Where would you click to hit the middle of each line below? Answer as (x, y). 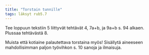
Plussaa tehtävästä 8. (27, 33)
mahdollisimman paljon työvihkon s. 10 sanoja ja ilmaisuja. (63, 47)
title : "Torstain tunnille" (34, 9)
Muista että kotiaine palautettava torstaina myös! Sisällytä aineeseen (74, 42)
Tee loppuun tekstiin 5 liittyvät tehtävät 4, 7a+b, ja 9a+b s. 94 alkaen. (75, 27)
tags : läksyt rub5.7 (26, 14)
